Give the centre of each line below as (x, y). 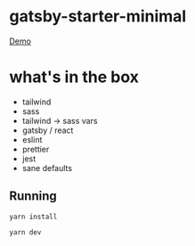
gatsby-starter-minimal (98, 16)
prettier (36, 149)
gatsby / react (48, 130)
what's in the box (74, 77)
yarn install (33, 217)
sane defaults (47, 168)
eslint (32, 139)
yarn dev (25, 232)
